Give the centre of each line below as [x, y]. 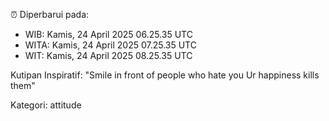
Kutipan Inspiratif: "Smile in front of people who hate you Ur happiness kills [165, 75]
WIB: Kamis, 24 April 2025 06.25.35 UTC [108, 34]
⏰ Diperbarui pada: [50, 14]
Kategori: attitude [46, 105]
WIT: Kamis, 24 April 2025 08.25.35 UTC [108, 55]
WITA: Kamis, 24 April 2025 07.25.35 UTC [110, 45]
